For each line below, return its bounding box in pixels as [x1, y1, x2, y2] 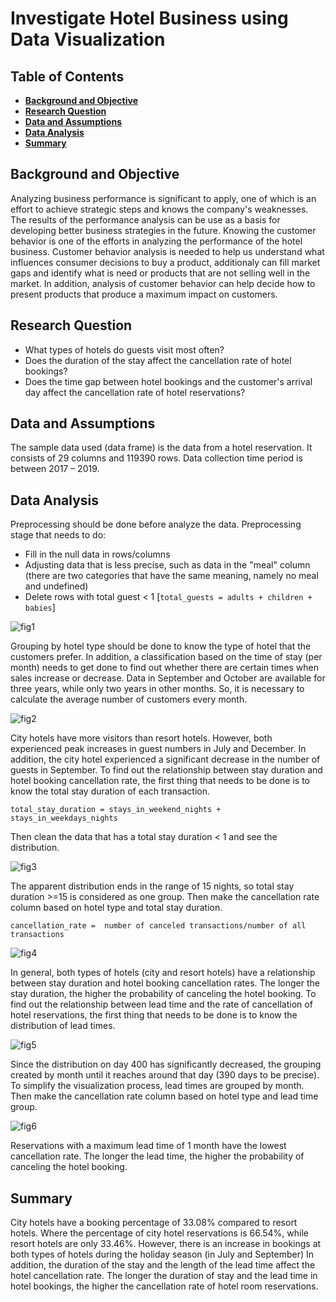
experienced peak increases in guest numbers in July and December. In [10, 743, 307, 755]
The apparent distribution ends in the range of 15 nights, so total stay [10, 880, 295, 892]
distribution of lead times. [10, 1020, 116, 1032]
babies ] [24, 602, 56, 614]
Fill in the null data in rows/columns [24, 548, 171, 561]
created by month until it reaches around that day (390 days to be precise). [10, 1069, 320, 1081]
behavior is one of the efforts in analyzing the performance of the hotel [10, 235, 303, 247]
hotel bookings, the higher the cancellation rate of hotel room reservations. [10, 1280, 319, 1292]
